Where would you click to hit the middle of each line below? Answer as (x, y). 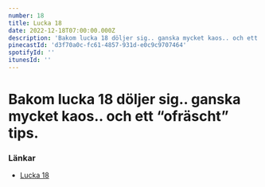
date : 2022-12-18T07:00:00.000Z (62, 30)
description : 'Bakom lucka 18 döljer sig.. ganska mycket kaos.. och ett (133, 38)
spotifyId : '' (32, 53)
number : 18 (26, 16)
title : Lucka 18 (35, 23)
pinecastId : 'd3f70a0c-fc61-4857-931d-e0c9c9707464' (97, 45)
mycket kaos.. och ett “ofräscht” (119, 117)
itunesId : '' (30, 60)
